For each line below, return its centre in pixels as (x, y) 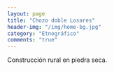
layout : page (26, 14)
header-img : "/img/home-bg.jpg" (54, 27)
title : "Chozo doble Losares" (51, 20)
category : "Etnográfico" (43, 33)
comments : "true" (33, 40)
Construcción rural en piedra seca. (57, 60)
